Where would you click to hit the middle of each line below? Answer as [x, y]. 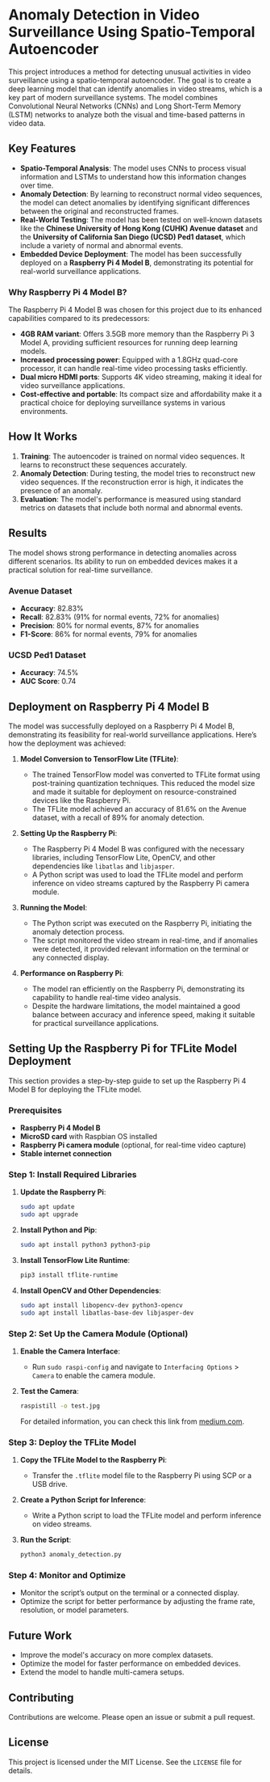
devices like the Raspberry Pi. [81, 800]
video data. [27, 123]
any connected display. [71, 958]
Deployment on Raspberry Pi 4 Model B [109, 706]
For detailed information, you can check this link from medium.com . [132, 1421]
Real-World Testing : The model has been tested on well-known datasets [141, 219]
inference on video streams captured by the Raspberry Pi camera [141, 884]
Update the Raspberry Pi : [63, 1192]
